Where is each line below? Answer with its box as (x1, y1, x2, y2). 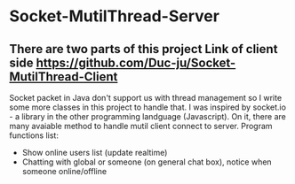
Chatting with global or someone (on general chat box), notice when (21, 157, 273, 167)
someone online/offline (21, 166, 108, 176)
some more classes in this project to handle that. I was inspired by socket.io (9, 102, 287, 112)
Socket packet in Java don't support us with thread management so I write (9, 93, 283, 103)
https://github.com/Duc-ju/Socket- (36, 55, 236, 70)
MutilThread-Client (9, 69, 118, 84)
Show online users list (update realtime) (21, 148, 168, 157)
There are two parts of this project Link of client (9, 42, 278, 57)
